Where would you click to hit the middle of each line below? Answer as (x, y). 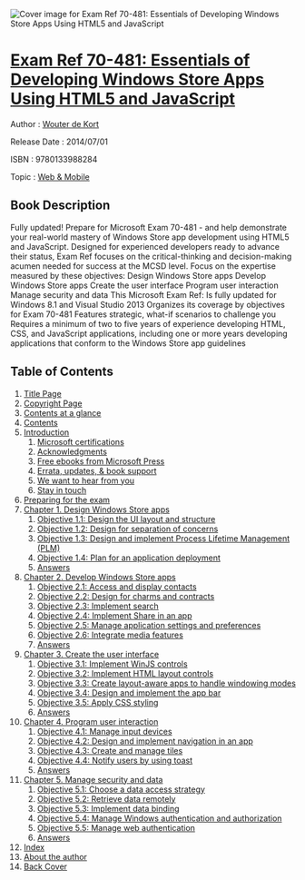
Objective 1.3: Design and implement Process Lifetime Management (163, 538)
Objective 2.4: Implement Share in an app (114, 615)
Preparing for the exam (67, 499)
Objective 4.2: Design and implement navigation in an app (145, 741)
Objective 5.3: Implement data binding (108, 808)
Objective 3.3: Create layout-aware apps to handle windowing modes (166, 683)
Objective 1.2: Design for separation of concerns (128, 529)
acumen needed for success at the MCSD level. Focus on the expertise (143, 266)
